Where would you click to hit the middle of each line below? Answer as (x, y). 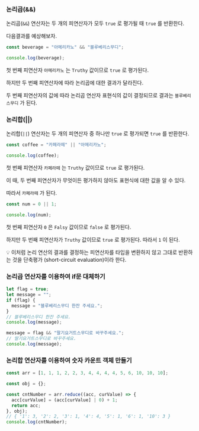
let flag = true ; (28, 289)
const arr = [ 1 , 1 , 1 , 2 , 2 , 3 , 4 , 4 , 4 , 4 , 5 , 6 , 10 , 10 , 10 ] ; (87, 373)
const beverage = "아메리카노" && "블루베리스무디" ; (65, 47)
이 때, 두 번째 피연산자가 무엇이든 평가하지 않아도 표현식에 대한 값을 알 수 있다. (96, 180)
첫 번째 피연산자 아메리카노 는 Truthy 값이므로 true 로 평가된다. (78, 70)
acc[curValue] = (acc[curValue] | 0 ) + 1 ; (65, 400)
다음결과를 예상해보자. (32, 36)
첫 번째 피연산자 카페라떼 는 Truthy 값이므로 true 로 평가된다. (76, 168)
